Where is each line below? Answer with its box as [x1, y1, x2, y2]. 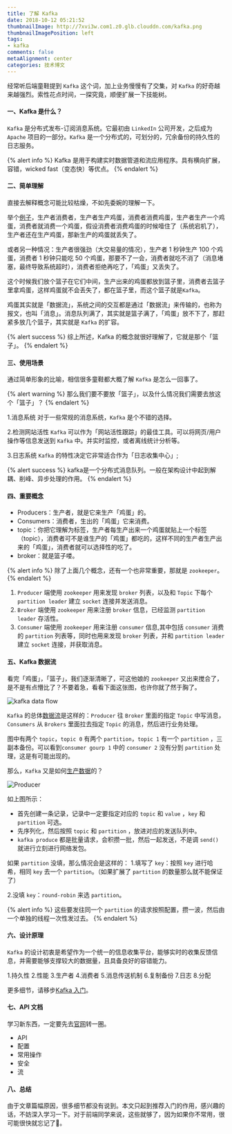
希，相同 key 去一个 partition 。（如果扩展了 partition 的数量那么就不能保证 [7, 867, 223, 876]
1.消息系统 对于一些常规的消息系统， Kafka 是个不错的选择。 [7, 413, 176, 422]
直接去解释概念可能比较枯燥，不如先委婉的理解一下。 [7, 199, 159, 207]
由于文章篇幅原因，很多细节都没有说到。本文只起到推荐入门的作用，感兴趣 [7, 1101, 219, 1110]
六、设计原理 [7, 931, 43, 939]
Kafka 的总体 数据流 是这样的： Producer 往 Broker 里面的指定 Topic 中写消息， [7, 711, 225, 719]
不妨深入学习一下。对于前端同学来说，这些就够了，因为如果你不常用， [19, 1110, 219, 1119]
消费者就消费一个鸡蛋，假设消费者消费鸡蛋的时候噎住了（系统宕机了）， [19, 222, 222, 231]
